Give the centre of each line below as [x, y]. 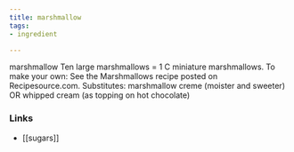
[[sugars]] [41, 138]
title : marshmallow [45, 17]
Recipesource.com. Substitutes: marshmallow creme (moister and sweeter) [147, 86]
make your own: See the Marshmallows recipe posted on [114, 76]
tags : [19, 26]
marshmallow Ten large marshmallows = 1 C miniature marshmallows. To [143, 67]
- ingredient [33, 34]
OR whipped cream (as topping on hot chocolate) [100, 95]
